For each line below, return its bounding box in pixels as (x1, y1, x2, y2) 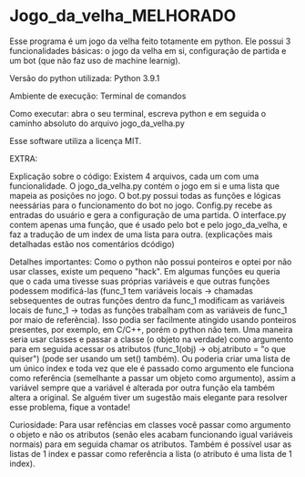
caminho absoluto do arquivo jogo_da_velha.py (9, 118, 185, 129)
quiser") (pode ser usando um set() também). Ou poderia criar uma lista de (9, 353, 291, 364)
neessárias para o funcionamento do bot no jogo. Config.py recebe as (9, 200, 273, 211)
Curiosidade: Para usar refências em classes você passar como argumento (9, 419, 291, 430)
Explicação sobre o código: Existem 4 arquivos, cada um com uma (9, 171, 259, 181)
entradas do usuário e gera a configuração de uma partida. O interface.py (9, 209, 287, 220)
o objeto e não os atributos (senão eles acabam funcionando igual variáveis (9, 429, 293, 440)
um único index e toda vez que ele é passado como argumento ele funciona (9, 362, 294, 374)
